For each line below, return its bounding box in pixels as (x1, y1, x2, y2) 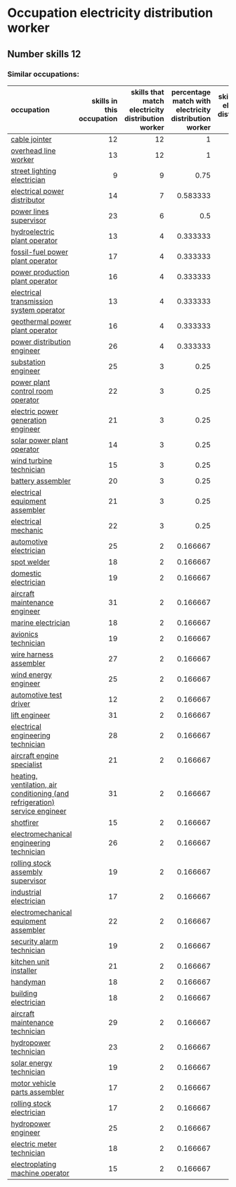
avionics (11, 629, 39, 639)
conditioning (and (11, 788, 69, 798)
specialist (11, 759, 42, 769)
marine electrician (11, 618, 70, 628)
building (11, 988, 37, 998)
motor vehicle (11, 1078, 56, 1088)
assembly (11, 866, 43, 876)
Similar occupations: (7, 69, 79, 79)
